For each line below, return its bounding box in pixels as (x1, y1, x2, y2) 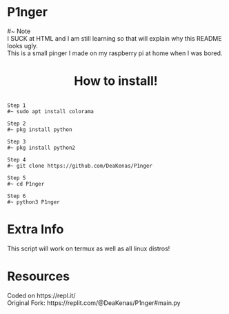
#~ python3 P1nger (7, 198, 60, 206)
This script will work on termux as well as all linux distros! (7, 244, 170, 253)
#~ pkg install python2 (7, 144, 76, 151)
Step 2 (7, 120, 26, 127)
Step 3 (7, 138, 26, 145)
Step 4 (7, 156, 26, 163)
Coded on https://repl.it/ (7, 291, 76, 300)
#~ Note (7, 27, 31, 35)
